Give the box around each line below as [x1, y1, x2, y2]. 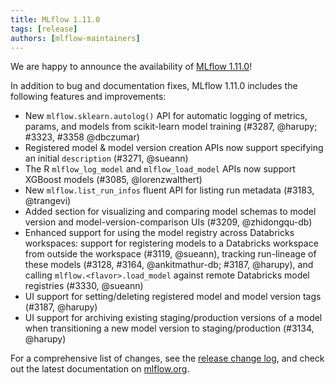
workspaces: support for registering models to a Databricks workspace [24, 237, 319, 250]
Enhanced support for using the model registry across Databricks [24, 227, 295, 239]
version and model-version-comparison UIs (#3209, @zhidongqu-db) [24, 216, 313, 228]
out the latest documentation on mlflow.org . [10, 363, 190, 375]
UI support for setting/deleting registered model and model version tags [24, 291, 322, 303]
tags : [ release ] [10, 24, 78, 34]
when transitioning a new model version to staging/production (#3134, [24, 322, 315, 335]
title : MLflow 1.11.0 [10, 14, 101, 25]
